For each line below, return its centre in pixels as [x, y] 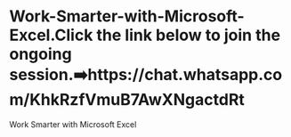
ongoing [41, 54]
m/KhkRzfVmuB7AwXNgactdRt [127, 100]
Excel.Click [51, 35]
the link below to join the [189, 35]
